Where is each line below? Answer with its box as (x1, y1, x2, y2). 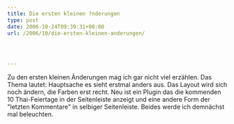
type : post (7, 17, 39, 24)
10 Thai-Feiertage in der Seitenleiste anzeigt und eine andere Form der (7, 95, 211, 104)
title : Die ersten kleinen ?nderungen (7, 10, 120, 17)
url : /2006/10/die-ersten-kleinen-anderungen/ (7, 29, 145, 37)
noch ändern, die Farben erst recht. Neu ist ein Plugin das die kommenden (7, 88, 221, 96)
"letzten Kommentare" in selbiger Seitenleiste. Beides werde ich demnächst (7, 102, 225, 111)
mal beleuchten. (7, 110, 54, 118)
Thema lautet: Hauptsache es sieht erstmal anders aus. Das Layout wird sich (7, 81, 228, 89)
